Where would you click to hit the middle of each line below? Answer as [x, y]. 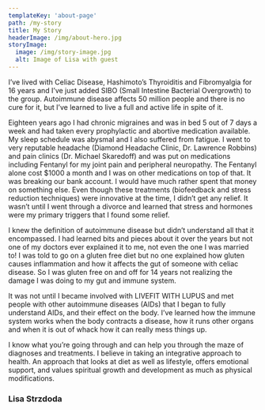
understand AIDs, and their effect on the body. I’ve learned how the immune [132, 312]
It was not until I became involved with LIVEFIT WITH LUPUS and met [121, 295]
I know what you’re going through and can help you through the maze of [126, 344]
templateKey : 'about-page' [53, 15]
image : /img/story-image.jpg [63, 52]
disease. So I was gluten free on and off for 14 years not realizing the [121, 272]
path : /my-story [35, 23]
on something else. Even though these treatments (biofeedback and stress [130, 190]
